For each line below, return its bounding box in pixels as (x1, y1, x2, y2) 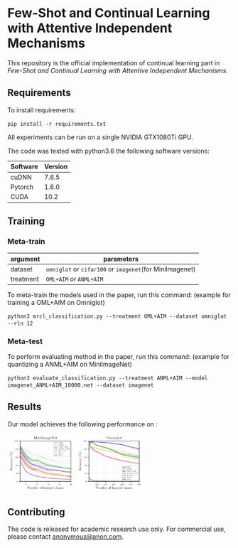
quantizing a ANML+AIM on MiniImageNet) (7, 360, 133, 368)
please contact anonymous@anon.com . (7, 532, 124, 541)
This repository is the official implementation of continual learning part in (7, 58, 220, 67)
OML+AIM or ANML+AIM (45, 275, 104, 284)
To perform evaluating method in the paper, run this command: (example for (7, 352, 229, 360)
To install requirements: (7, 105, 76, 114)
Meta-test (7, 336, 43, 346)
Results (7, 401, 42, 413)
